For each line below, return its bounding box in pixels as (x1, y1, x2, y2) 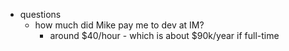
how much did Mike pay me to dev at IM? (34, 19, 205, 31)
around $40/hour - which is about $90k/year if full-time (49, 30, 280, 41)
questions (19, 9, 62, 20)
